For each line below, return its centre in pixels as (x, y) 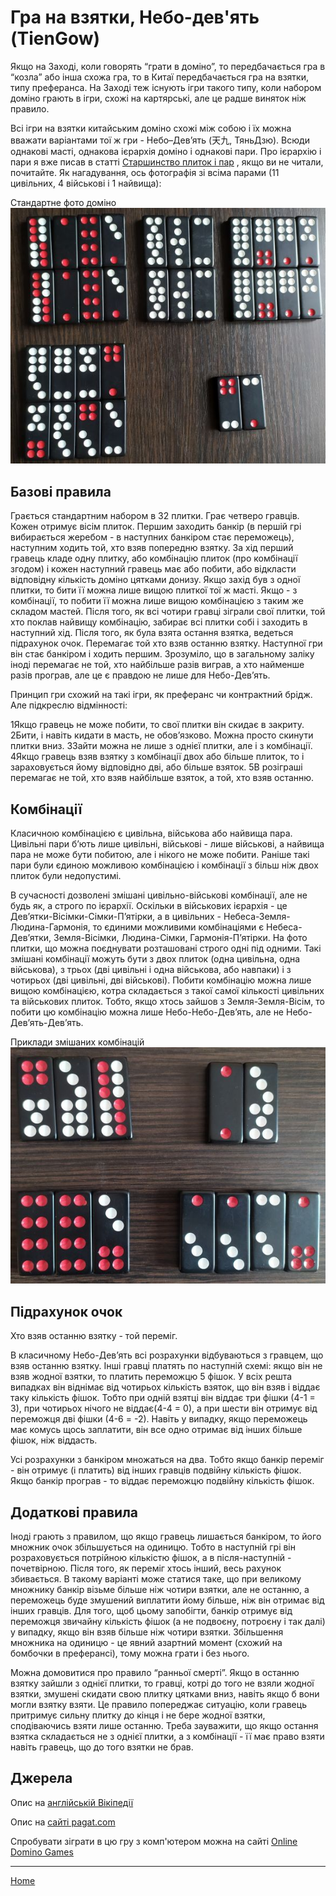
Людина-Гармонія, (50, 927)
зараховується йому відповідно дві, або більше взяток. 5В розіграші (156, 767)
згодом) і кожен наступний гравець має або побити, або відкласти (153, 569)
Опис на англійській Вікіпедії (72, 1802)
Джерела (41, 1778)
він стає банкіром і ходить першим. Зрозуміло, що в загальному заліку (162, 654)
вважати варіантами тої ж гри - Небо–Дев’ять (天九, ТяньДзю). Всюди (160, 140)
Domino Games (42, 1852)
